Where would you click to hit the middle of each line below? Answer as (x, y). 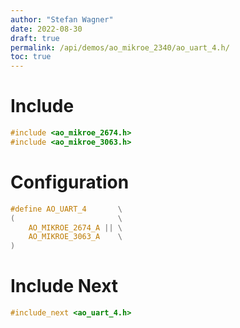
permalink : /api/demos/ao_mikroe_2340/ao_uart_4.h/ (120, 47)
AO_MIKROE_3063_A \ (75, 237)
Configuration (70, 182)
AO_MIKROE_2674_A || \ (75, 227)
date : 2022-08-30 (46, 29)
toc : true (31, 57)
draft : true (35, 38)
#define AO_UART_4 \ (66, 209)
